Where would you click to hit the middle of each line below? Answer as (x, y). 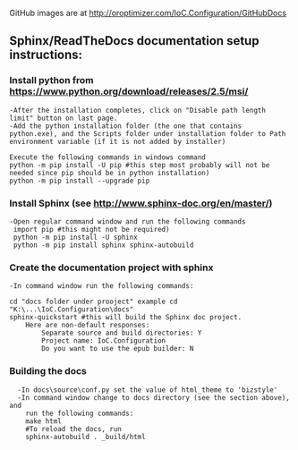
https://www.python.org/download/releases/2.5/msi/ (129, 91)
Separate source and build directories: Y (122, 333)
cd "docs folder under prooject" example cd (94, 302)
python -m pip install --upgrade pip (80, 181)
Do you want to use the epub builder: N (118, 349)
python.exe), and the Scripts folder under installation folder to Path (148, 133)
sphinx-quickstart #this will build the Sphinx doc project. (126, 318)
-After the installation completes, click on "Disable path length (138, 110)
